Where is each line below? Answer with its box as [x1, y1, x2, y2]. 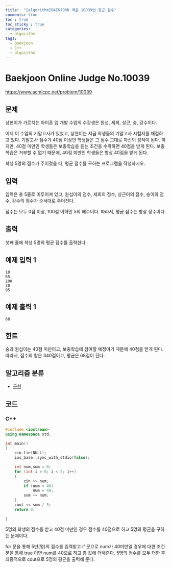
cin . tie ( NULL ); [14, 450, 47, 456]
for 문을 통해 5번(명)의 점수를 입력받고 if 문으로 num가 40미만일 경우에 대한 [5, 543, 156, 549]
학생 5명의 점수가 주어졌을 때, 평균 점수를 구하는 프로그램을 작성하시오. [5, 160, 145, 166]
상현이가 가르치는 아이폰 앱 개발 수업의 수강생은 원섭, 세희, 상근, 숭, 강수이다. [5, 119, 157, 126]
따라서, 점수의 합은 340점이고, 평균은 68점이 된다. [5, 353, 105, 359]
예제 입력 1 [5, 256, 37, 264]
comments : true [5, 12, 38, 17]
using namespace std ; [5, 432, 52, 437]
